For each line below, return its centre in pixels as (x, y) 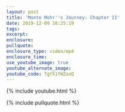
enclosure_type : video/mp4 (40, 51)
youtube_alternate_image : (39, 68)
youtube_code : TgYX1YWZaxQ (40, 74)
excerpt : (17, 35)
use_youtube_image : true (37, 62)
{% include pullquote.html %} (43, 103)
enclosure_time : (27, 57)
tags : (13, 29)
